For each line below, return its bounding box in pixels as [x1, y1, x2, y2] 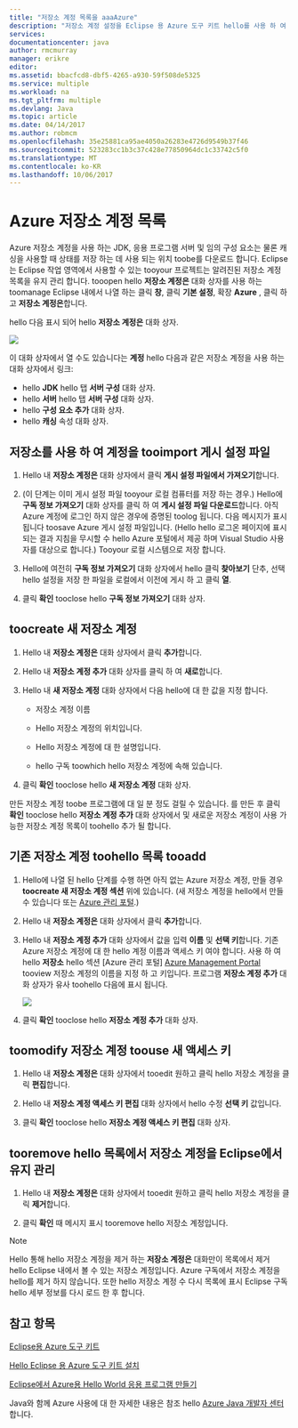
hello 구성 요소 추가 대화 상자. [21, 405, 125, 415]
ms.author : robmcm [9, 129, 77, 138]
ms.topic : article [9, 112, 77, 121]
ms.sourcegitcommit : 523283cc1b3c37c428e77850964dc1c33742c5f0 [9, 145, 249, 154]
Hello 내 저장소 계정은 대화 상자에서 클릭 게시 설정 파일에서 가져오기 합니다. [21, 470, 279, 480]
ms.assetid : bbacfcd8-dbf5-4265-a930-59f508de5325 [9, 71, 201, 80]
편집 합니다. [31, 1079, 71, 1090]
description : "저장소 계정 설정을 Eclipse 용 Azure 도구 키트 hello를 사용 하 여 [9, 21, 286, 30]
